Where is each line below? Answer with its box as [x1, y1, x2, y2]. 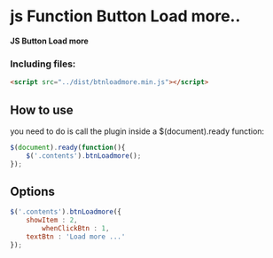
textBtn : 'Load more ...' [26, 232, 126, 241]
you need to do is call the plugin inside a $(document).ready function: [10, 126, 265, 137]
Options [10, 184, 56, 199]
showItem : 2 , [26, 215, 78, 225]
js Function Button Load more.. [10, 6, 241, 27]
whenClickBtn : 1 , [42, 224, 110, 233]
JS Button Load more [10, 35, 90, 46]
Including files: [10, 58, 76, 70]
